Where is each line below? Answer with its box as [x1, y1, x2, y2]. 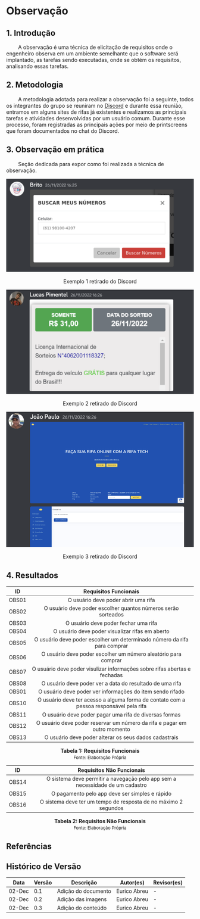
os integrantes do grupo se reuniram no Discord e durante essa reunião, [6, 102, 183, 109]
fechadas [100, 671, 123, 678]
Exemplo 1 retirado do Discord [63, 278, 137, 285]
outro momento [92, 725, 130, 733]
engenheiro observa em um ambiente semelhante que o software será [6, 50, 179, 57]
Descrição [71, 878, 97, 886]
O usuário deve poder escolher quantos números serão [43, 605, 179, 612]
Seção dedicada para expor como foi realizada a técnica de [17, 160, 164, 167]
